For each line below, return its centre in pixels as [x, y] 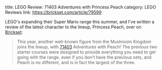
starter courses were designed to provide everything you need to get [86, 52]
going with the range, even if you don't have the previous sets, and [84, 57]
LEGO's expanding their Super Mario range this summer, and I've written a [80, 22]
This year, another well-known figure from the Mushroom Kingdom [84, 42]
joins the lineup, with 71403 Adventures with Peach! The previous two [87, 47]
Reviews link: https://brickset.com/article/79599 [53, 12]
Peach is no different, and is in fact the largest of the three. [76, 62]
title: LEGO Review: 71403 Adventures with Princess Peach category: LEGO [81, 7]
